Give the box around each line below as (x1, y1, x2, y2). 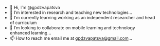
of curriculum (9, 20, 37, 25)
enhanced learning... (9, 30, 51, 35)
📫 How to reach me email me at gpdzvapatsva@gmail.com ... (9, 35, 133, 41)
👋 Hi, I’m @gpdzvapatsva (9, 5, 60, 10)
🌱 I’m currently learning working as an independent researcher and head (9, 15, 156, 20)
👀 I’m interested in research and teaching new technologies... (9, 10, 133, 15)
